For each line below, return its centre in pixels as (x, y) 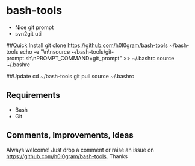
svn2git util (29, 33)
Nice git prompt (34, 27)
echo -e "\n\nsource (45, 51)
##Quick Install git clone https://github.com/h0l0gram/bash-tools (87, 45)
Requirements (33, 95)
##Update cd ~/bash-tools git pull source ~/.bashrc (70, 76)
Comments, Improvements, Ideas (70, 136)
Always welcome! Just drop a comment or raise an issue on (80, 150)
